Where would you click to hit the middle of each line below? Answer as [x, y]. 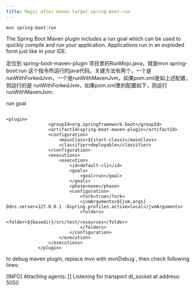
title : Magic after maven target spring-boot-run [68, 11]
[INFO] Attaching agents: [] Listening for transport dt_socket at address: [93, 276]
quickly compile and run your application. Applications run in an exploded [95, 45]
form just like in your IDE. [37, 51]
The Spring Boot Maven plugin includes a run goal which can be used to [94, 38]
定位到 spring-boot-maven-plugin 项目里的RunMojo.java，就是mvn [87, 63]
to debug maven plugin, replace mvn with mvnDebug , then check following [98, 259]
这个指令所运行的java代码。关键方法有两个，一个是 [90, 71]
